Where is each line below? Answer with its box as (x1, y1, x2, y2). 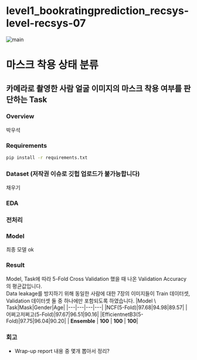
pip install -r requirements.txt (6, 155, 88, 161)
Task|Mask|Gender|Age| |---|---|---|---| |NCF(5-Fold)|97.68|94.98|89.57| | (6, 304, 188, 311)
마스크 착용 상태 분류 (6, 59, 98, 72)
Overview (6, 113, 35, 121)
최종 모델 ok (6, 246, 34, 253)
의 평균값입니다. (6, 283, 43, 290)
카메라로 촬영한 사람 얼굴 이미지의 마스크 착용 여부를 (6, 83, 182, 93)
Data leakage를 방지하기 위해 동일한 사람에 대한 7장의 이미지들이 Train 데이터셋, (6, 290, 191, 297)
